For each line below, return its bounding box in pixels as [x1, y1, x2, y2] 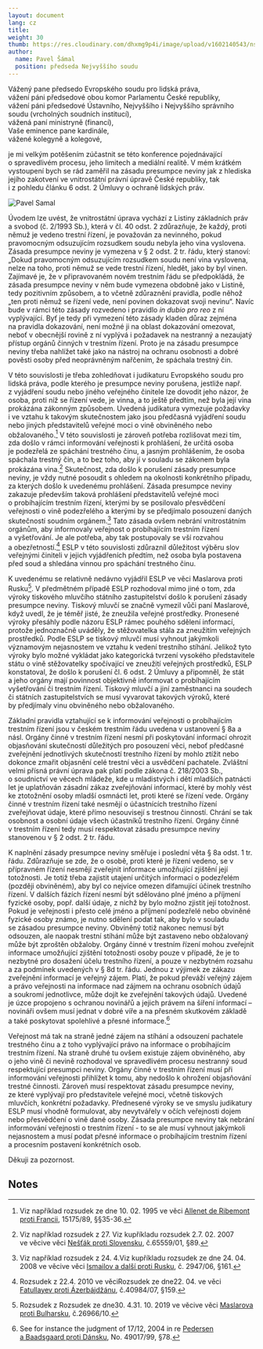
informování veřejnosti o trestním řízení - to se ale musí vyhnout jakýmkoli [8, 1123, 246, 1132]
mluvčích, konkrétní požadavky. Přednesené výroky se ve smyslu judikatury [8, 1098, 253, 1107]
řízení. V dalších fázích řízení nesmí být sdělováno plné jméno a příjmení [8, 890, 241, 899]
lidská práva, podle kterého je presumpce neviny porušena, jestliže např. [8, 378, 242, 388]
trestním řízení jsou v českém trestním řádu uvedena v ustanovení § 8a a [8, 724, 242, 734]
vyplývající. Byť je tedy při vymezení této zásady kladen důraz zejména [8, 313, 237, 323]
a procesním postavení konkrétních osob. [8, 1139, 142, 1149]
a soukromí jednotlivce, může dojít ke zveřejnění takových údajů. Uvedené [8, 990, 247, 1000]
